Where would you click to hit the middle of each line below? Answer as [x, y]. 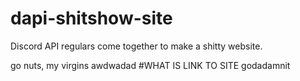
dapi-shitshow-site [91, 18]
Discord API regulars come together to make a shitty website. [136, 46]
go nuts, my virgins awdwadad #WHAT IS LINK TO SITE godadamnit [150, 65]
